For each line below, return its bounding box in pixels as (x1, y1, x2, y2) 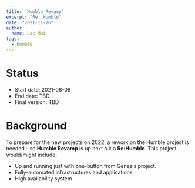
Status (6, 67, 39, 80)
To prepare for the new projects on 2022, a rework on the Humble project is (6, 139, 189, 146)
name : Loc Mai (11, 31, 46, 36)
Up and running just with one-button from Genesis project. (14, 162, 157, 169)
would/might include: (6, 151, 58, 158)
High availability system (14, 174, 72, 182)
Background (6, 119, 67, 132)
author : (6, 25, 25, 31)
